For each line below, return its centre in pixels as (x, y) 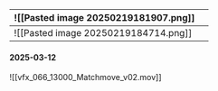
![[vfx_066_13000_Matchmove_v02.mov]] (85, 77)
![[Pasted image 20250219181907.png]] (104, 18)
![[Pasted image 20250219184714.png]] (103, 33)
